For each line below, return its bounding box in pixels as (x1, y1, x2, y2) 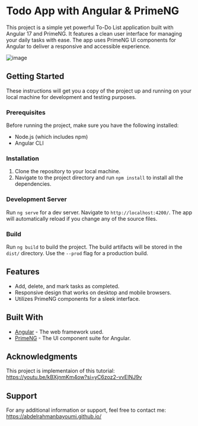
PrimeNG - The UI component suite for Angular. (14, 334, 132, 342)
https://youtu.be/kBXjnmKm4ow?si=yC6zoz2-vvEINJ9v (6, 374, 142, 381)
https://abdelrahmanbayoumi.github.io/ (6, 413, 102, 420)
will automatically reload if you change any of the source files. (6, 215, 158, 222)
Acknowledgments (6, 351, 78, 361)
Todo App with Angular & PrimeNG (6, 4, 180, 18)
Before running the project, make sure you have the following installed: (6, 122, 179, 129)
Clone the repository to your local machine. (14, 168, 120, 175)
